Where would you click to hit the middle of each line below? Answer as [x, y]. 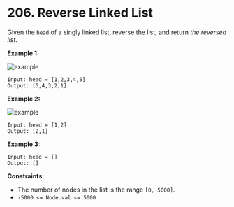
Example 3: [24, 144]
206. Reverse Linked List [80, 13]
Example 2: [24, 99]
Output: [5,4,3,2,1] [37, 85]
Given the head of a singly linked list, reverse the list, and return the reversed [117, 32]
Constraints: [26, 176]
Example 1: [23, 53]
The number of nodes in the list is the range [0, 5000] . [96, 190]
